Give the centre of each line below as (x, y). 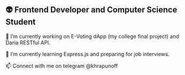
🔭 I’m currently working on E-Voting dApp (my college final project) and (92, 36)
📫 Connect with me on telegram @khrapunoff (62, 66)
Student (21, 22)
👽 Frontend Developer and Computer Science (92, 10)
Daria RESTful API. (28, 43)
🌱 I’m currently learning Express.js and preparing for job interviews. (87, 54)
